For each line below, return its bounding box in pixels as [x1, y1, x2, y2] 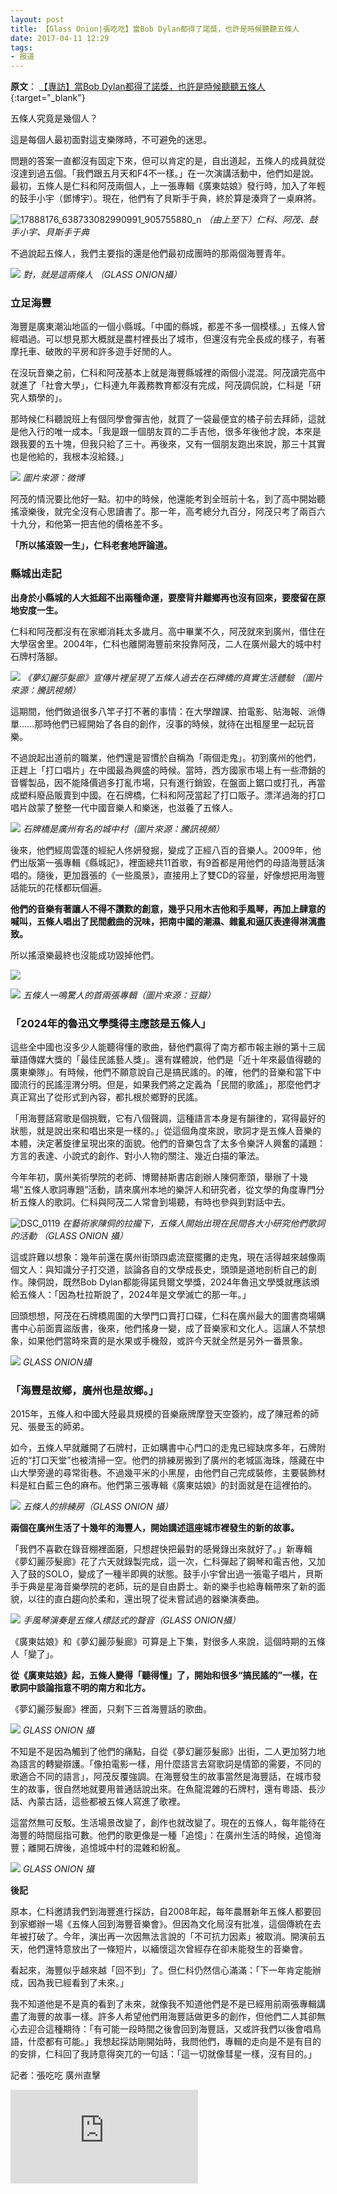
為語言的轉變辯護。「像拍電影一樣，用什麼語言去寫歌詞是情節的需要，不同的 [10, 1758, 322, 1770]
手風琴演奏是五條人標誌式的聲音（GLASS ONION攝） [22, 1614, 242, 1626]
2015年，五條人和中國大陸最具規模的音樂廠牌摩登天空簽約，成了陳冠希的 [10, 1408, 311, 1420]
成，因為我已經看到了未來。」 [10, 1977, 129, 1989]
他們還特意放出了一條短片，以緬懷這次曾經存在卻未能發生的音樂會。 [27, 1943, 308, 1955]
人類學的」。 [18, 392, 68, 404]
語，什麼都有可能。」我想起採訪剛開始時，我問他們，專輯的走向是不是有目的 [10, 2036, 322, 2048]
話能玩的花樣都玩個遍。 [10, 881, 107, 893]
